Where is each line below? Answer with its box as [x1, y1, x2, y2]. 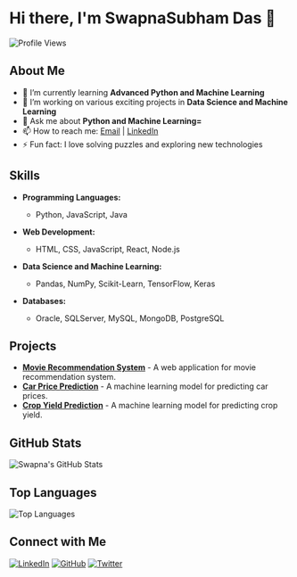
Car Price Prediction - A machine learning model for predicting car [21, 381, 269, 392]
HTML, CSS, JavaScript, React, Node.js [35, 243, 180, 254]
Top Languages [9, 485, 97, 500]
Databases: [21, 295, 67, 306]
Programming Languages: [21, 192, 121, 202]
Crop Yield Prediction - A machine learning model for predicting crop [21, 400, 278, 411]
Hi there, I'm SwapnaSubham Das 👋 [9, 8, 276, 29]
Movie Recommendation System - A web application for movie [21, 362, 257, 373]
